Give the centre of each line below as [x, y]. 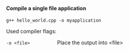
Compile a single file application [46, 8]
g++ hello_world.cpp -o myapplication [54, 20]
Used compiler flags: [32, 32]
